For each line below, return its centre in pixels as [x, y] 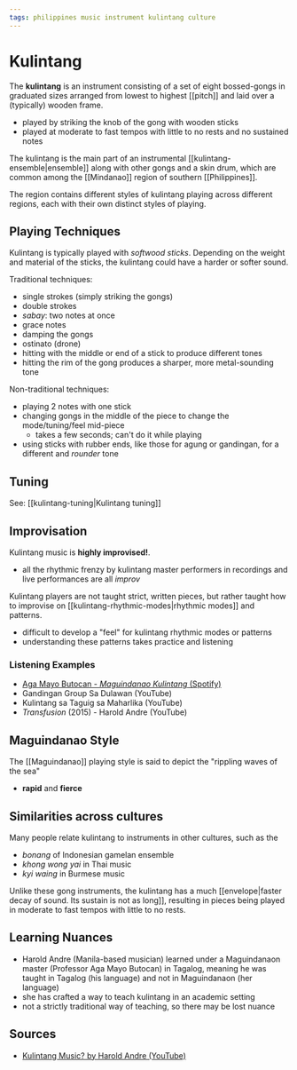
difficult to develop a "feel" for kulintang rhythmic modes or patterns [147, 632]
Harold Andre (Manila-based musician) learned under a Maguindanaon [151, 959]
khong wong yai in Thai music [77, 864]
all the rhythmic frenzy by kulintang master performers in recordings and [155, 570]
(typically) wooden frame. [56, 105]
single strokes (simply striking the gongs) [98, 297]
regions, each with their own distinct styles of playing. [108, 203]
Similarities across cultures [86, 816]
